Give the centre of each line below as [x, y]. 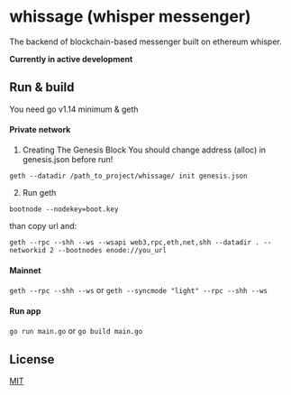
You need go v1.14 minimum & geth [74, 109]
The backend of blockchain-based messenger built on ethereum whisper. [145, 41]
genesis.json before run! [68, 159]
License [32, 359]
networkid [28, 250]
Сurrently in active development [71, 59]
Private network [40, 130]
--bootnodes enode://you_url [112, 250]
